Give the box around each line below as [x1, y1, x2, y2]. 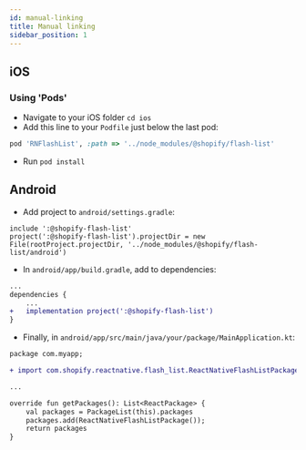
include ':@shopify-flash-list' [9, 224, 132, 233]
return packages [25, 424, 88, 434]
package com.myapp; [9, 350, 84, 359]
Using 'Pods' [9, 91, 67, 104]
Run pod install [22, 156, 86, 167]
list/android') [9, 248, 67, 257]
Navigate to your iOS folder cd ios [22, 112, 152, 123]
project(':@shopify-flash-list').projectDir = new [9, 231, 206, 241]
